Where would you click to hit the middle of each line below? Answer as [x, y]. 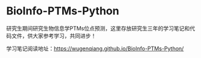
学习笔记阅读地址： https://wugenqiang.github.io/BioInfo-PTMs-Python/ [95, 48]
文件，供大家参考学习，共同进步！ [54, 36]
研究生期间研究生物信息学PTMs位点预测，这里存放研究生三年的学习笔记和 [98, 28]
